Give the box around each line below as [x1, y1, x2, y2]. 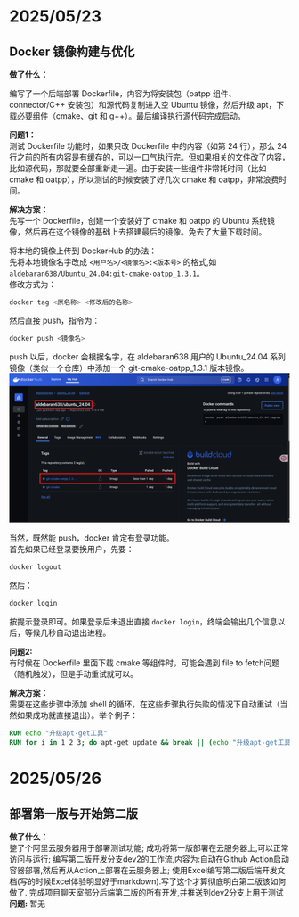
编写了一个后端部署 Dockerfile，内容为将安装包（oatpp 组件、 [9, 88, 237, 99]
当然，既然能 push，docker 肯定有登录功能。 [9, 533, 175, 543]
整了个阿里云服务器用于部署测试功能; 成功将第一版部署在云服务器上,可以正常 [9, 842, 289, 853]
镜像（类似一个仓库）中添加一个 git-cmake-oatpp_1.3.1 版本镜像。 [9, 362, 249, 373]
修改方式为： [9, 279, 56, 289]
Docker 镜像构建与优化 [9, 44, 135, 59]
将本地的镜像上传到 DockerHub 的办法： [9, 245, 158, 256]
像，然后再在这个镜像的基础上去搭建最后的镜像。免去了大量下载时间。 [9, 227, 267, 237]
